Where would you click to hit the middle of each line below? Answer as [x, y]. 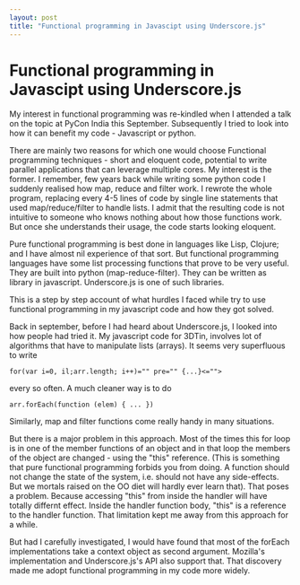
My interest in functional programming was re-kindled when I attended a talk [150, 114]
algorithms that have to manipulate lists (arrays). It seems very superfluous [147, 345]
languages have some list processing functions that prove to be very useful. [149, 263]
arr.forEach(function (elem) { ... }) [81, 405]
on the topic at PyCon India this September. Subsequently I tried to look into [149, 124]
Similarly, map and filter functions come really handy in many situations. [142, 422]
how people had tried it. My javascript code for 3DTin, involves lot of [136, 336]
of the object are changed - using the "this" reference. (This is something [145, 458]
